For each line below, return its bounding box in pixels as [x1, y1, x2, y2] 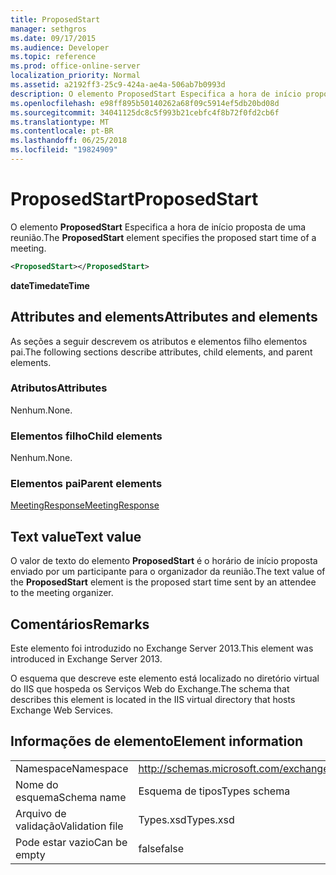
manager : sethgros [10, 24, 87, 34]
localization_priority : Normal [10, 71, 141, 81]
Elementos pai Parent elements [10, 477, 163, 491]
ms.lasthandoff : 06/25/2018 [10, 136, 128, 146]
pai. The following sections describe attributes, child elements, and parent [10, 346, 313, 358]
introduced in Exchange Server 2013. [10, 653, 163, 665]
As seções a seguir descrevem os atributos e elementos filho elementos [10, 335, 308, 347]
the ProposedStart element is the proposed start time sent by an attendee [10, 576, 317, 588]
